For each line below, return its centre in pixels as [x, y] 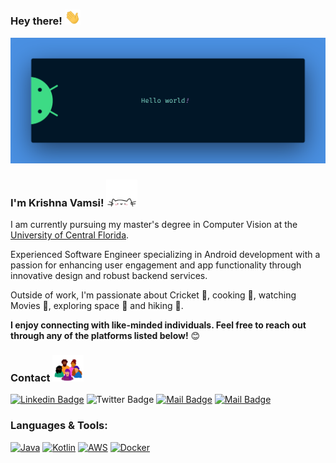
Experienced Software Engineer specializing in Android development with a [165, 255]
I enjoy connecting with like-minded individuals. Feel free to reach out [158, 325]
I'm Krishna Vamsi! [57, 202]
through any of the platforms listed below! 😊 [105, 336]
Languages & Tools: [59, 426]
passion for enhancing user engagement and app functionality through [156, 265]
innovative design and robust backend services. [109, 276]
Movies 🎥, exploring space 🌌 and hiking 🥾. [97, 306]
